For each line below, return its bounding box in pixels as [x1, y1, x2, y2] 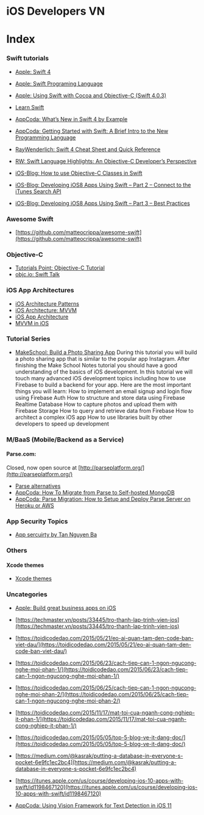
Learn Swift [15, 103, 44, 111]
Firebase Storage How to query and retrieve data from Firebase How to [15, 407, 194, 414]
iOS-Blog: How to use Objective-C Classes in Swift [15, 169, 142, 177]
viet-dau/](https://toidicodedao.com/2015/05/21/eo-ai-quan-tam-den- [15, 641, 192, 648]
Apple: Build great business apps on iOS [15, 604, 116, 611]
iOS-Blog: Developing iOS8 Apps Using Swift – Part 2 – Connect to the [15, 181, 191, 188]
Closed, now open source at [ [6, 463, 80, 471]
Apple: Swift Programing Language [15, 79, 104, 87]
